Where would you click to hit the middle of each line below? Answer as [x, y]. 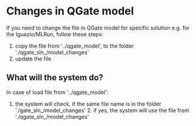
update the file [33, 58]
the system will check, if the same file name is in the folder [88, 104]
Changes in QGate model [70, 11]
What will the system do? [55, 77]
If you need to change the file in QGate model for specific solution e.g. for [98, 28]
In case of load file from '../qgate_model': [57, 92]
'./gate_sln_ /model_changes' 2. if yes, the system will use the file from [102, 110]
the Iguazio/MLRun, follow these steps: [55, 34]
